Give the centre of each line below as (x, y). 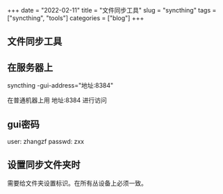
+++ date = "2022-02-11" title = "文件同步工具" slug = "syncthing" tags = (112, 10)
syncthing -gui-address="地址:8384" (60, 86)
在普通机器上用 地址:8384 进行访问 (57, 100)
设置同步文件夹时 (44, 165)
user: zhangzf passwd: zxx (46, 142)
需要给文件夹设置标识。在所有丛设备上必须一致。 (77, 183)
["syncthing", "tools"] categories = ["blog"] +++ (76, 18)
